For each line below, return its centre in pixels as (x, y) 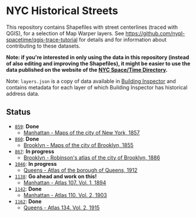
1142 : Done (28, 189)
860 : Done (27, 139)
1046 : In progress (36, 163)
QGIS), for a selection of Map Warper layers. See (65, 33)
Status (19, 112)
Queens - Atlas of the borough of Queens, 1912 (80, 170)
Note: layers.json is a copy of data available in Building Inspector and (91, 81)
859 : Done (27, 126)
